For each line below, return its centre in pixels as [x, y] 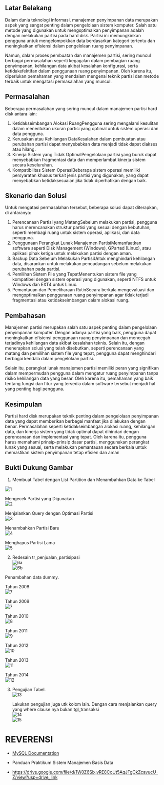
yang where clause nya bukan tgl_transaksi [55, 709]
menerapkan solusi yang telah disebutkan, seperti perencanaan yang [74, 348]
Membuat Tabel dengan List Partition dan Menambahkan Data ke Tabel [83, 480]
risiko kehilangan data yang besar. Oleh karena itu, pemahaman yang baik [79, 378]
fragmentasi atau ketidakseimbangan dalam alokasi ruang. [71, 300]
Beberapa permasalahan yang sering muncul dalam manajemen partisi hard [81, 108]
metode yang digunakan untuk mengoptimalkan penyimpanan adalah [74, 30]
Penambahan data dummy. [32, 577]
